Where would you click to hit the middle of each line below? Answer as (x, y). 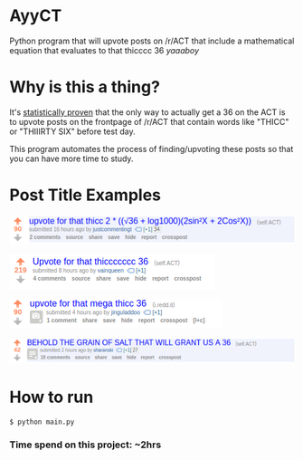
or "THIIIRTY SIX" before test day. (72, 131)
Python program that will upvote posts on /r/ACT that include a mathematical (152, 41)
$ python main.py (42, 422)
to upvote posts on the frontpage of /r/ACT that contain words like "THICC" (149, 121)
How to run (52, 397)
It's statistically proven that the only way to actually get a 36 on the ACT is (147, 112)
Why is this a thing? (85, 87)
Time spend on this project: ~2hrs (85, 445)
